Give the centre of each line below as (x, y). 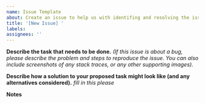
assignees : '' (24, 35)
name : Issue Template (34, 12)
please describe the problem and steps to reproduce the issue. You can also (103, 58)
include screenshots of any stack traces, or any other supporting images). (100, 65)
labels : (16, 29)
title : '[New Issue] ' (35, 23)
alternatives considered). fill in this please (60, 83)
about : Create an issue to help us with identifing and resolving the (98, 18)
